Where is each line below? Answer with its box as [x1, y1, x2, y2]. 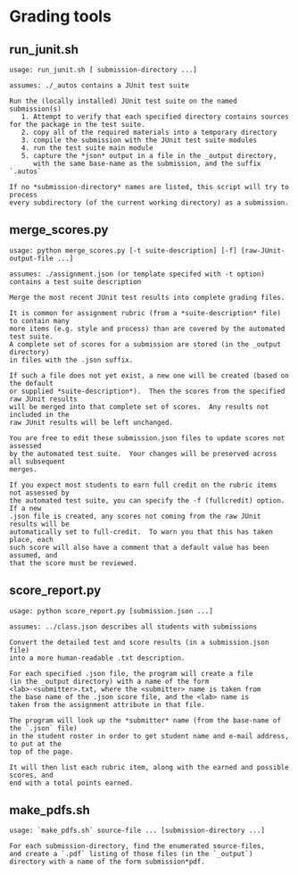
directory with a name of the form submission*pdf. [9, 857, 205, 867]
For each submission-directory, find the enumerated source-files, [9, 842, 266, 851]
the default [9, 379, 54, 387]
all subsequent [9, 457, 66, 466]
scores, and [9, 771, 54, 779]
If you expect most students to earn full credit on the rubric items [9, 480, 277, 489]
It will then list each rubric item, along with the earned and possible [9, 762, 290, 771]
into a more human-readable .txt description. [9, 654, 186, 662]
